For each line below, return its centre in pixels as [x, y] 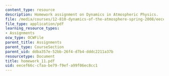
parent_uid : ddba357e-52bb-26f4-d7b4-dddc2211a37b [59, 51]
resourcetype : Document [30, 56]
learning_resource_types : [32, 28]
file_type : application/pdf [35, 24]
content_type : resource [30, 10]
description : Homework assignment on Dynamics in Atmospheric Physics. [82, 14]
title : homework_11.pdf [30, 61]
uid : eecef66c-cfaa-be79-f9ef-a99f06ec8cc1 [52, 65]
